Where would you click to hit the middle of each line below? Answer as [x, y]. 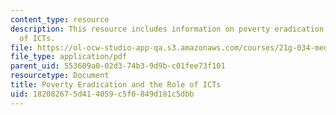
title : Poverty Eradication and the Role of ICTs [116, 85]
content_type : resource [60, 19]
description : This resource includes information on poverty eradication [167, 29]
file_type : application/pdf [69, 57]
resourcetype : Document [60, 76]
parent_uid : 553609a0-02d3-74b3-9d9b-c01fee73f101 [118, 66]
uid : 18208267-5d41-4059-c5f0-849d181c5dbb [102, 94]
